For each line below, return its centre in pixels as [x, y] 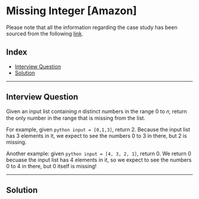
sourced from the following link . [45, 33]
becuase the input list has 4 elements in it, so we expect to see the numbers [99, 160]
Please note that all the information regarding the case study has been [92, 27]
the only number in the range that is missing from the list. [76, 118]
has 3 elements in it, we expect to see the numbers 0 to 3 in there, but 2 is [97, 136]
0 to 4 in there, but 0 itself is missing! [51, 166]
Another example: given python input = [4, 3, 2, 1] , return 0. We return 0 [99, 153]
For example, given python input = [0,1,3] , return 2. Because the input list [98, 129]
